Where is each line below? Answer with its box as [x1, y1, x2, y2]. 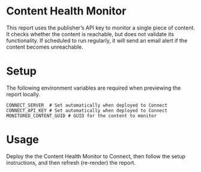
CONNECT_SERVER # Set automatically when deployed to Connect [6, 102, 168, 108]
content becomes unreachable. [6, 43, 83, 51]
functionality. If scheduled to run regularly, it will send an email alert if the [6, 37, 188, 44]
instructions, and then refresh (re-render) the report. [6, 159, 136, 166]
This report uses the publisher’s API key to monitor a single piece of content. [6, 24, 196, 31]
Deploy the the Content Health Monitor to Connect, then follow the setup [6, 152, 186, 160]
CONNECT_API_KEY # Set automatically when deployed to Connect [6, 107, 168, 114]
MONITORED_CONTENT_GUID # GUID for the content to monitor [6, 112, 157, 118]
